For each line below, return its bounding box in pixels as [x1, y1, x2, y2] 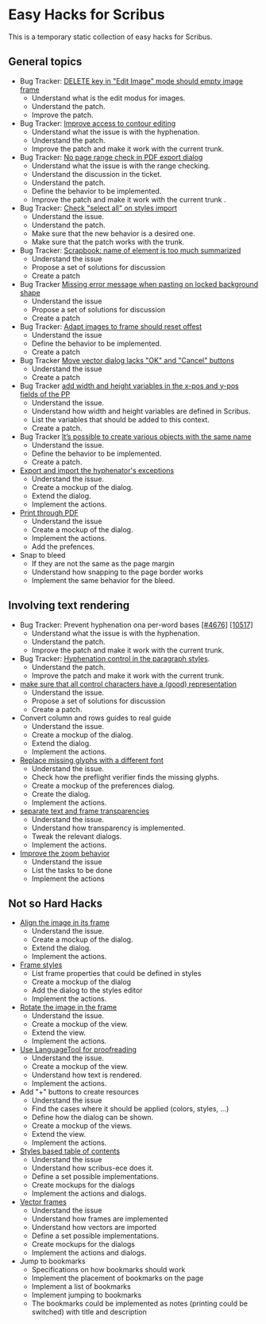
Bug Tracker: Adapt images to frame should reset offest [19, 321, 202, 331]
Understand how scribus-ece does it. [31, 1163, 154, 1173]
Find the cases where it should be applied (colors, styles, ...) [31, 1104, 229, 1114]
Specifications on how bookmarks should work [31, 1265, 186, 1275]
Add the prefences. [31, 542, 95, 551]
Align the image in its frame [19, 918, 110, 927]
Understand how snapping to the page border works [31, 567, 204, 577]
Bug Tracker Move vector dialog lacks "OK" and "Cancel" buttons [19, 355, 235, 365]
